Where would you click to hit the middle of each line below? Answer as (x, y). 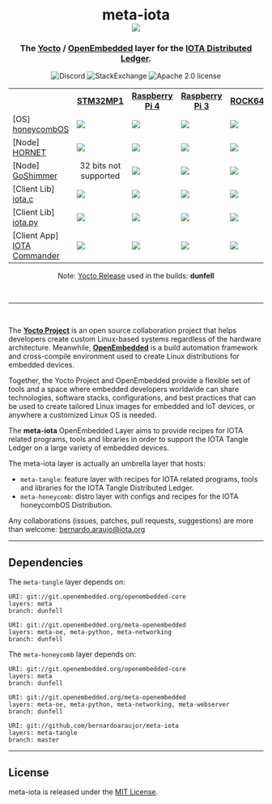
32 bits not (100, 166)
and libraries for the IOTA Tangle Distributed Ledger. (107, 488)
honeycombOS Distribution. (66, 505)
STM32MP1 (100, 101)
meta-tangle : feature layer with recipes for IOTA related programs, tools (139, 479)
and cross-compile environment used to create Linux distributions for (124, 356)
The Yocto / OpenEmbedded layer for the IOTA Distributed (136, 49)
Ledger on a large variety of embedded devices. (89, 448)
